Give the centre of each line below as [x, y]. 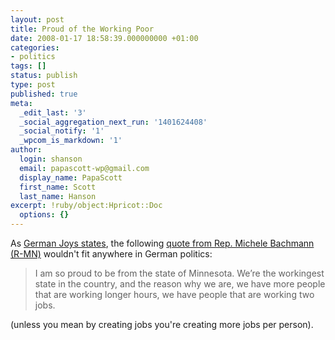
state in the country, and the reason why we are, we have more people [180, 284]
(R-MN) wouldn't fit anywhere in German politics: [111, 254]
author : [26, 150]
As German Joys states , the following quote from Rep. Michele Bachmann [162, 243]
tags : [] [28, 66]
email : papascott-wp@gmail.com [84, 168]
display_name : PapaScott [71, 177]
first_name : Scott [58, 187]
